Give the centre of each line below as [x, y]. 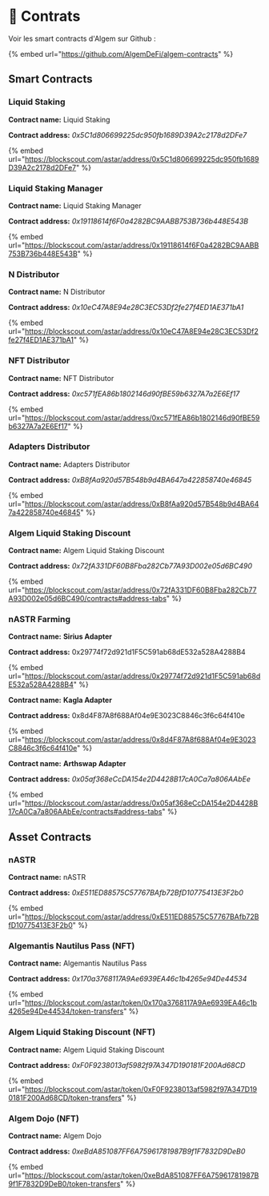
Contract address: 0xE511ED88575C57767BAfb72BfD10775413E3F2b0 [126, 893]
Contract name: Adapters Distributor [69, 464]
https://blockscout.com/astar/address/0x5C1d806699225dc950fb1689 [142, 159]
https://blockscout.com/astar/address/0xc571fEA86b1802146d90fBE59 [142, 417]
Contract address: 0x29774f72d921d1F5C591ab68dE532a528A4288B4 [127, 652]
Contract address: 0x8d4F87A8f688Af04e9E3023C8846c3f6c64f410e [127, 716]
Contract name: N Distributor [57, 292]
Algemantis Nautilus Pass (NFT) [72, 946]
